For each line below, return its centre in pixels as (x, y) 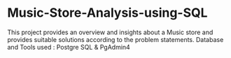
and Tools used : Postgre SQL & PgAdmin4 (69, 47)
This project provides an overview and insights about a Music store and (110, 32)
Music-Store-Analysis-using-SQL (107, 13)
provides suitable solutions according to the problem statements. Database (115, 39)
